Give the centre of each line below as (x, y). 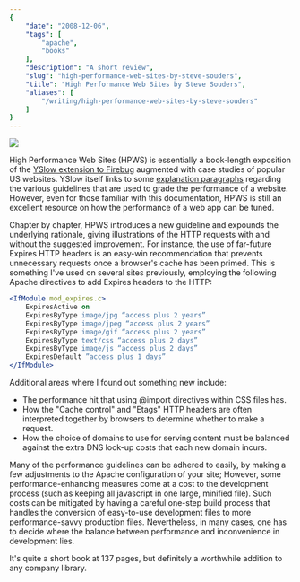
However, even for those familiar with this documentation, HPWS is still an (146, 198)
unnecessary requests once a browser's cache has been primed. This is (142, 263)
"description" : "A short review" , (90, 68)
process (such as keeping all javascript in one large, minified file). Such (141, 493)
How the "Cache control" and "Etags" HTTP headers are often (137, 409)
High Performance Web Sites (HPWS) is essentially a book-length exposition (150, 160)
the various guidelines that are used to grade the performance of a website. (149, 188)
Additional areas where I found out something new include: (118, 382)
